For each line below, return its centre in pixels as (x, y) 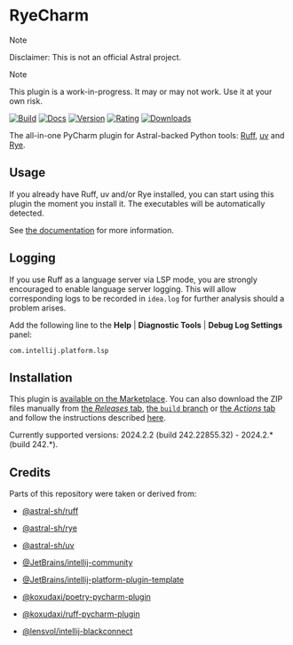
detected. (27, 213)
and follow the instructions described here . (88, 418)
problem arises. (38, 308)
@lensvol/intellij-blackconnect (77, 632)
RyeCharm (49, 16)
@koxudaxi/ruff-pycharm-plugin (81, 614)
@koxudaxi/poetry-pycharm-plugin (86, 597)
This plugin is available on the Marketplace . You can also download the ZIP (146, 399)
